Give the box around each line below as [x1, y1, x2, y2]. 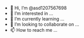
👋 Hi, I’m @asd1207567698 [10, 5, 67, 11]
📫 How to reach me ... [10, 27, 58, 33]
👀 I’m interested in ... [10, 10, 53, 16]
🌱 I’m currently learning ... [10, 16, 65, 22]
